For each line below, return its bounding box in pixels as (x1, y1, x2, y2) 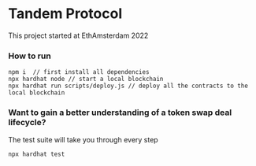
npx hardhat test (8, 150, 65, 158)
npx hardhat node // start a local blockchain (8, 76, 164, 83)
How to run (8, 50, 51, 61)
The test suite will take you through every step (8, 135, 159, 144)
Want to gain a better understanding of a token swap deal (8, 107, 232, 118)
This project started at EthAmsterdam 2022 (8, 31, 149, 40)
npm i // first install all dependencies (8, 68, 150, 76)
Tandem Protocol (8, 5, 123, 23)
